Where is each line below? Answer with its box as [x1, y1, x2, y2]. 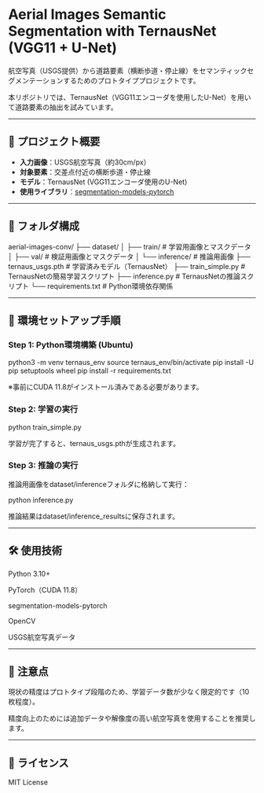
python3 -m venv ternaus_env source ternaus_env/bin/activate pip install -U [8, 358, 254, 367]
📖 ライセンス [8, 756, 69, 769]
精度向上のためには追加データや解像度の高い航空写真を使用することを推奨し [8, 714, 256, 723]
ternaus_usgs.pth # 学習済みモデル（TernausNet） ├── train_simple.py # [8, 261, 246, 271]
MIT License [8, 777, 49, 787]
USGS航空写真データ [8, 632, 76, 642]
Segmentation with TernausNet [8, 22, 217, 40]
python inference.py [8, 495, 74, 504]
